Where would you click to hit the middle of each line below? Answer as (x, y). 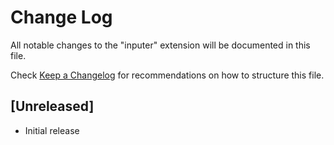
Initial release (52, 130)
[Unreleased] (52, 106)
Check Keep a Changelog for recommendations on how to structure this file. (167, 75)
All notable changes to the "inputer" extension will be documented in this (160, 45)
